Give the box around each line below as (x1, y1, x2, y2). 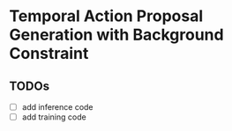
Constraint (9, 44, 89, 63)
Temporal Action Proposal (9, 6, 204, 26)
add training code (21, 112, 86, 122)
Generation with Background (9, 25, 224, 45)
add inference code (21, 102, 94, 112)
